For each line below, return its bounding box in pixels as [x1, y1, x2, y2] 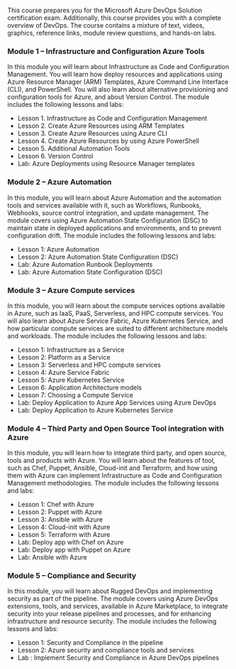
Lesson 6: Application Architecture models [17, 383, 142, 392]
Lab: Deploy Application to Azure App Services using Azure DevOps [17, 398, 217, 407]
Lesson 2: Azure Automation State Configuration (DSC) [17, 252, 179, 261]
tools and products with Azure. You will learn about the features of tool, [7, 456, 215, 465]
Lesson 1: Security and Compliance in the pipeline [17, 638, 164, 647]
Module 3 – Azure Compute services [7, 285, 135, 295]
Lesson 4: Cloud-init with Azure [17, 523, 111, 532]
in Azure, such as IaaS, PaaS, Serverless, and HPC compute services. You [7, 309, 223, 317]
